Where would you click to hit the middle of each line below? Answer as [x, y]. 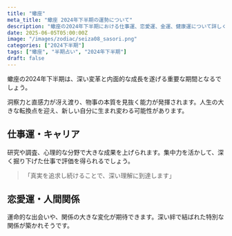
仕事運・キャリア [43, 135]
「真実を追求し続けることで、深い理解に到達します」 [99, 175]
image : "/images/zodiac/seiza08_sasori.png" [72, 39]
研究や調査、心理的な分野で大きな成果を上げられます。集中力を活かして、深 [116, 152]
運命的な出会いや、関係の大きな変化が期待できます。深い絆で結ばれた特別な [116, 217]
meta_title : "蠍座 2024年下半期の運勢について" [70, 20]
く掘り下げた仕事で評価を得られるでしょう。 [71, 161]
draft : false [26, 58]
